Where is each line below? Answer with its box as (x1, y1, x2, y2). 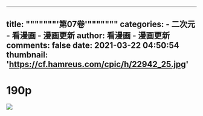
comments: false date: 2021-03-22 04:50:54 (6, 40, 179, 51)
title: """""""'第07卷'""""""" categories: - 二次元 (6, 19, 195, 30)
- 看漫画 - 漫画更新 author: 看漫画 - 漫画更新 (6, 31, 170, 41)
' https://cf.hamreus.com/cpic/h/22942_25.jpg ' (6, 59, 189, 69)
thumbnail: (6, 50, 48, 60)
